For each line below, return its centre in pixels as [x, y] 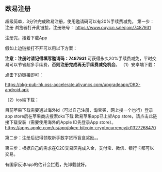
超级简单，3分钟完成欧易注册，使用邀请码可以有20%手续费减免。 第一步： [80, 21]
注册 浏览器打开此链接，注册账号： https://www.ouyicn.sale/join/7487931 [78, 27]
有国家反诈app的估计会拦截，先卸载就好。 [47, 164]
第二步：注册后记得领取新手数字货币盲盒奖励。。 [53, 138]
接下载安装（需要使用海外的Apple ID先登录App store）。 [61, 122]
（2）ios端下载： [22, 100]
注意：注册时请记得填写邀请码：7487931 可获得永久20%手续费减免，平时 [79, 58]
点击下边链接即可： [24, 75]
